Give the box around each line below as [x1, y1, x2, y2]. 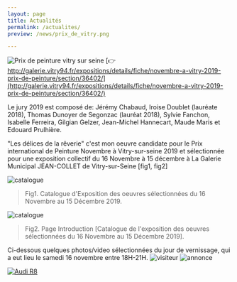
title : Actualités [7, 17, 62, 24]
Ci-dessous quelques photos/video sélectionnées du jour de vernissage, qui [7, 246, 231, 254]
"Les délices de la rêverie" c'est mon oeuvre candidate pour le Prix [7, 139, 203, 148]
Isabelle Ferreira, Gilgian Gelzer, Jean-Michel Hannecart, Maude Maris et [7, 118, 221, 126]
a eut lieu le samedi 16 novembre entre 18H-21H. [7, 254, 148, 262]
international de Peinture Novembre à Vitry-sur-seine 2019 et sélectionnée [7, 147, 225, 156]
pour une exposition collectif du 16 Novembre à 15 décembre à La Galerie [7, 154, 221, 163]
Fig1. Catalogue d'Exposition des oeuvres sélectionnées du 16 [24, 190, 206, 198]
